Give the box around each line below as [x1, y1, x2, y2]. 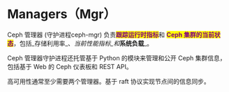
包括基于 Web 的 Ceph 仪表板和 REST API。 [7, 62, 133, 71]
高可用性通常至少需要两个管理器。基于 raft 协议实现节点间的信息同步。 [7, 77, 211, 85]
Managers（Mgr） [7, 6, 117, 22]
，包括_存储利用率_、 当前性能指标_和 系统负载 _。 [13, 39, 154, 47]
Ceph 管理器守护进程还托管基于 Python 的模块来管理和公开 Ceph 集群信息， [7, 53, 226, 62]
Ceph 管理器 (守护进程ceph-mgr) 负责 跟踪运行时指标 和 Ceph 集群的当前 [7, 30, 215, 39]
